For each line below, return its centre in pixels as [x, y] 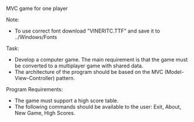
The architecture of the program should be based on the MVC [89, 72]
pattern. [65, 78]
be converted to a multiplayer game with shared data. [79, 66]
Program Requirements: [34, 89]
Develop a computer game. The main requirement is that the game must [101, 60]
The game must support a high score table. [66, 101]
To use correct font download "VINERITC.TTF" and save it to [87, 31]
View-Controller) [34, 78]
